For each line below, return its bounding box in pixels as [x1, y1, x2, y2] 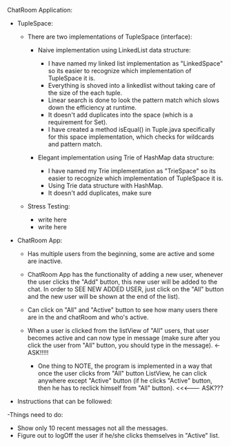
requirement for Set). [48, 118, 108, 126]
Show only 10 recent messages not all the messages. [17, 424, 168, 432]
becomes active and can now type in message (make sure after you [27, 334, 221, 342]
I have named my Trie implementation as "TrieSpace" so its [48, 167, 216, 175]
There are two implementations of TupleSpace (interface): [27, 32, 192, 41]
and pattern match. [48, 140, 103, 148]
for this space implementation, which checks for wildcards [48, 133, 214, 141]
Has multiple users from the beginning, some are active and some [27, 250, 215, 258]
